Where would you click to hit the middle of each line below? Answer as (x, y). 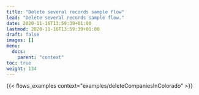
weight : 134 (21, 69)
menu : (13, 46)
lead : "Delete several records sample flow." (65, 18)
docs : (19, 52)
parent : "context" (41, 57)
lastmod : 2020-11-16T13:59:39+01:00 (53, 29)
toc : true (19, 63)
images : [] (20, 40)
